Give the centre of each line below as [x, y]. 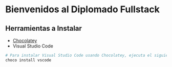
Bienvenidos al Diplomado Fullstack [82, 9]
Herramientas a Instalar [44, 28]
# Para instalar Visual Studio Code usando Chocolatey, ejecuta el [79, 55]
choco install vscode [28, 60]
